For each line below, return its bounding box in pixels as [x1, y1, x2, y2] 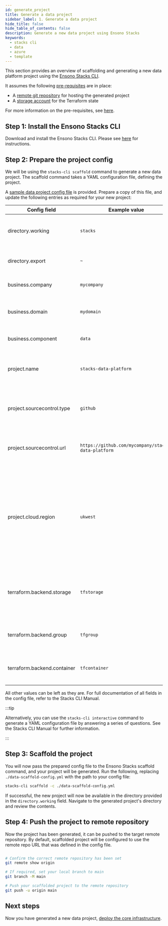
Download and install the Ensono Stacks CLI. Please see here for [5, 136, 138, 142]
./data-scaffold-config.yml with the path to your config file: [5, 773, 131, 779]
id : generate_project [5, 7, 50, 13]
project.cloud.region [7, 513, 55, 520]
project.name [7, 365, 39, 372]
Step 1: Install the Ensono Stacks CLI [5, 122, 121, 130]
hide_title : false [5, 21, 43, 27]
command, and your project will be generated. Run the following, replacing [5, 768, 159, 774]
